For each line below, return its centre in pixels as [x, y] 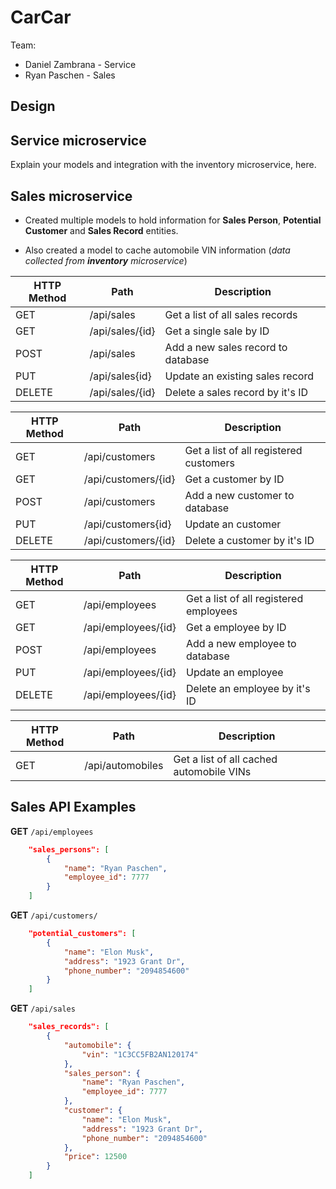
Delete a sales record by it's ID [236, 392]
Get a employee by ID [236, 627]
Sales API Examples [73, 807]
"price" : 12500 [95, 1157]
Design [33, 106]
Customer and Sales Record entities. [101, 230]
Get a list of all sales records [231, 314]
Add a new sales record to [226, 347]
